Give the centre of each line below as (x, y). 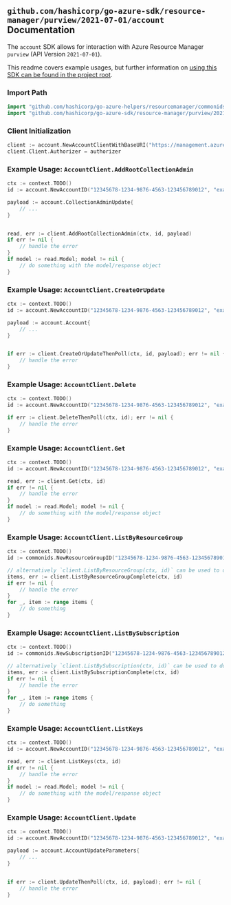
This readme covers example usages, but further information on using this (112, 67)
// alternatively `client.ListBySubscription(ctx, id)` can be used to (112, 666)
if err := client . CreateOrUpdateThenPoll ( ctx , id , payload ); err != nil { (117, 354)
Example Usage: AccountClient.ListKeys (75, 728)
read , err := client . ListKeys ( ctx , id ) (64, 761)
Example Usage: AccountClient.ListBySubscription (93, 632)
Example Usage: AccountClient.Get (66, 448)
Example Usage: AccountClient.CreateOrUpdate (86, 289)
